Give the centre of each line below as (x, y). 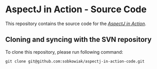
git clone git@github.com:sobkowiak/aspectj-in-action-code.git (75, 61)
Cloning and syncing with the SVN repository (78, 40)
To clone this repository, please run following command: (64, 52)
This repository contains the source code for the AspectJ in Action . (76, 24)
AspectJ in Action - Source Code (76, 9)
